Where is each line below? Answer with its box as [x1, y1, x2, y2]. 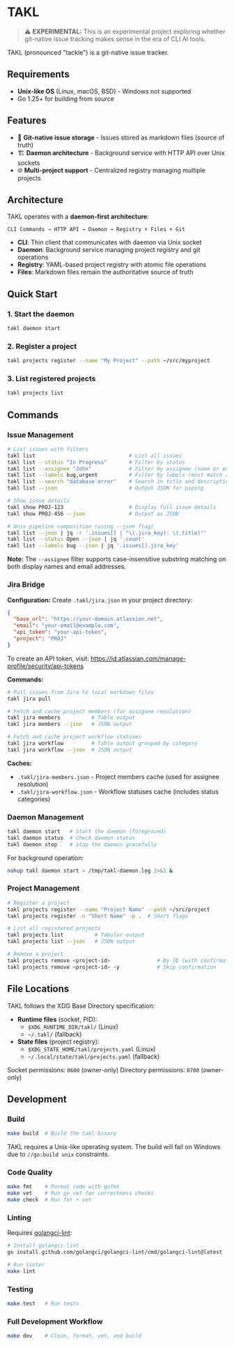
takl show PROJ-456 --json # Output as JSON [7, 510, 179, 517]
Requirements [7, 68, 70, 80]
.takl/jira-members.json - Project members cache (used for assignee [17, 772, 219, 781]
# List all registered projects [7, 925, 101, 932]
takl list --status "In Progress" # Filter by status [7, 459, 186, 466]
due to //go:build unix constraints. [7, 1150, 110, 1159]
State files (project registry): [17, 1037, 100, 1046]
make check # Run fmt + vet [7, 1197, 92, 1204]
